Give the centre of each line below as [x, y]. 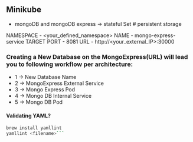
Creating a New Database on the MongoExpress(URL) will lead [97, 57]
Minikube [24, 10]
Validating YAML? [29, 115]
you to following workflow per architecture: [70, 64]
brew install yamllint [34, 128]
